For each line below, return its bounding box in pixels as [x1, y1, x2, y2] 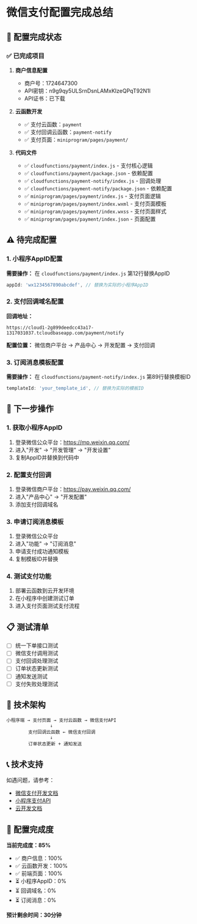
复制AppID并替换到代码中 [15, 454, 79, 461]
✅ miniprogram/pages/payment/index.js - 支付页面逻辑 [24, 192, 162, 199]
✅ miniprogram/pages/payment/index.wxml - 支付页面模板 [24, 199, 167, 207]
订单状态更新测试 [15, 665, 59, 672]
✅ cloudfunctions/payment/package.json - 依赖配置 [24, 169, 154, 177]
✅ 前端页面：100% [15, 870, 63, 877]
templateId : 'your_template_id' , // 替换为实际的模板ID [6, 385, 145, 392]
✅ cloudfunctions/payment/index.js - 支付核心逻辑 [24, 162, 153, 169]
